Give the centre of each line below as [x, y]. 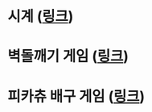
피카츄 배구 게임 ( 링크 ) [76, 96]
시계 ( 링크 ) [41, 17]
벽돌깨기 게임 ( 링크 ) [68, 56]
